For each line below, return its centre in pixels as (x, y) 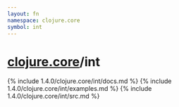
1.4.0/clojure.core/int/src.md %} (54, 96)
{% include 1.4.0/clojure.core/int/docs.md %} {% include (89, 81)
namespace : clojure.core (44, 20)
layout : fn (23, 14)
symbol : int (25, 27)
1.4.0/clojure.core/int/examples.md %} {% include (80, 89)
